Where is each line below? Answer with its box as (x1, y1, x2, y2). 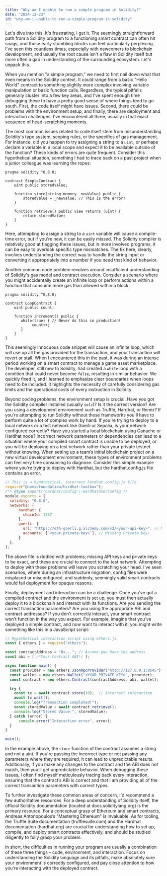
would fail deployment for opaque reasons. (5, 580, 93, 586)
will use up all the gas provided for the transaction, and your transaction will (5, 350, 161, 356)
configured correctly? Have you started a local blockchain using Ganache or (5, 428, 162, 434)
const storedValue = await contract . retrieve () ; (14, 705, 117, 710)
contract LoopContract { (5, 301, 57, 306)
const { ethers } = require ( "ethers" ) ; (5, 640, 88, 646)
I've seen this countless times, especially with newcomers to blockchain (5, 46, 153, 52)
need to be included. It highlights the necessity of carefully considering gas (5, 381, 160, 388)
